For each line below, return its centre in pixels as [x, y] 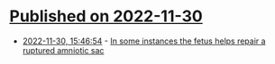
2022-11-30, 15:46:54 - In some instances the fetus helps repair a [144, 41]
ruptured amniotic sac [63, 50]
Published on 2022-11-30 [106, 16]
